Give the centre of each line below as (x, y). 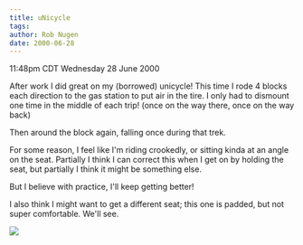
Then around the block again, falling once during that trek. (118, 133)
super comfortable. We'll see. (64, 214)
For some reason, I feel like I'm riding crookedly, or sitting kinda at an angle (149, 150)
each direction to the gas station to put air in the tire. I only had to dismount (149, 96)
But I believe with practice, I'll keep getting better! (102, 187)
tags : (19, 26)
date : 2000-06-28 (42, 43)
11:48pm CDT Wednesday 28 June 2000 (85, 69)
